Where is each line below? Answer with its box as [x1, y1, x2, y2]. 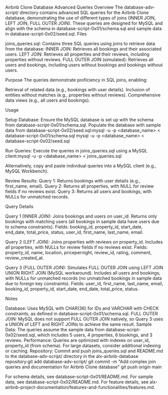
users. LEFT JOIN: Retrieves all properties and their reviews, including [5, 51, 149, 57]
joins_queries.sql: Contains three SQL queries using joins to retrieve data [5, 41, 155, 47]
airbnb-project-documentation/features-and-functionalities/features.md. [5, 384, 155, 390]
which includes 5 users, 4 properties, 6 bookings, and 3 [37, 332, 153, 338]
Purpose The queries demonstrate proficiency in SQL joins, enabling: [5, 77, 148, 83]
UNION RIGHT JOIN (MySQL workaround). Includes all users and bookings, [5, 270, 161, 276]
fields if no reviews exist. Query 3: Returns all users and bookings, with [5, 188, 152, 194]
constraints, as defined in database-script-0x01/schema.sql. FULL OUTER [5, 311, 158, 316]
